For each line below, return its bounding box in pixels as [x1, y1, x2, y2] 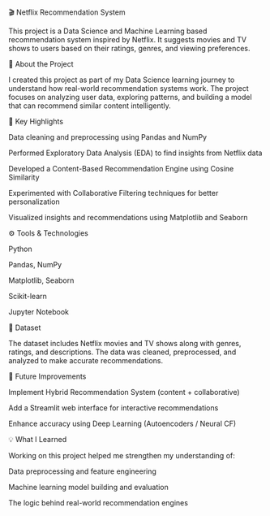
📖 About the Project [8, 59, 75, 68]
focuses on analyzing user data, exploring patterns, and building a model [8, 93, 253, 102]
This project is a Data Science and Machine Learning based [8, 26, 208, 36]
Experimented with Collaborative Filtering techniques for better [8, 189, 219, 197]
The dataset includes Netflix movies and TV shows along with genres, [8, 339, 242, 348]
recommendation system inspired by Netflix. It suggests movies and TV [8, 35, 247, 44]
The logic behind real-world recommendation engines [8, 498, 189, 507]
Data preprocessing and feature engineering [8, 466, 156, 476]
